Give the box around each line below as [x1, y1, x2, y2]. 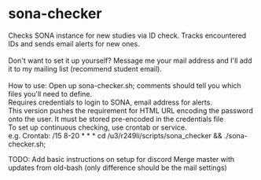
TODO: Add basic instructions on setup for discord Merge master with [8, 154, 235, 163]
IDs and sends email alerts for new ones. [8, 39, 140, 48]
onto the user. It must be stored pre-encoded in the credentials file [8, 114, 224, 123]
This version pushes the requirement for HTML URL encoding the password [8, 105, 253, 115]
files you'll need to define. [8, 89, 93, 98]
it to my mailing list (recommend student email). [8, 64, 163, 73]
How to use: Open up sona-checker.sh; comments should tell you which [8, 80, 241, 90]
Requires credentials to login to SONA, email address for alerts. [8, 97, 212, 107]
